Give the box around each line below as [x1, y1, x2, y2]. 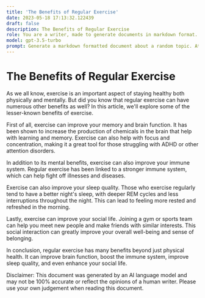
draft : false [6, 20, 40, 26]
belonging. [6, 234, 34, 242]
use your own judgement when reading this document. [6, 284, 144, 291]
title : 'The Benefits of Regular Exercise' [6, 9, 119, 15]
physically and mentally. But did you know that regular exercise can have [6, 96, 189, 103]
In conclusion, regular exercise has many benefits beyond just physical [6, 246, 184, 254]
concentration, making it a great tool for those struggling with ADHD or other [6, 140, 199, 147]
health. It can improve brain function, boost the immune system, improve [6, 253, 189, 260]
